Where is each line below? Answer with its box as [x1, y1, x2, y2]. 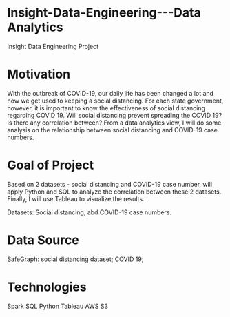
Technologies [7, 279, 87, 294]
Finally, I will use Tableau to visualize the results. [7, 194, 145, 203]
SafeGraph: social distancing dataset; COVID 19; [7, 255, 144, 263]
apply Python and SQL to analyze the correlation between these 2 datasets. [7, 187, 222, 196]
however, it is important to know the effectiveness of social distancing [7, 103, 205, 112]
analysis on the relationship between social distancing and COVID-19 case [7, 125, 218, 134]
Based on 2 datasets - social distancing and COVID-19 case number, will [7, 180, 212, 188]
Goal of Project [7, 157, 94, 173]
